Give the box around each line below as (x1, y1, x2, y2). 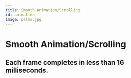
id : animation (5, 12, 35, 17)
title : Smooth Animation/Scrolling (5, 7, 80, 13)
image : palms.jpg (5, 17, 42, 22)
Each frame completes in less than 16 (5, 58, 124, 67)
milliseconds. (5, 66, 49, 74)
